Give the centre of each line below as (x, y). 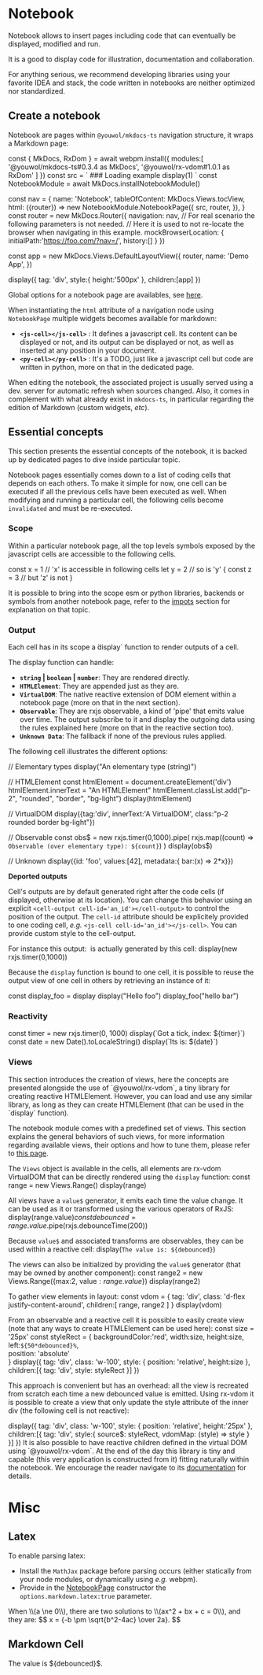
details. (20, 1476)
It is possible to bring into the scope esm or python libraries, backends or (126, 593)
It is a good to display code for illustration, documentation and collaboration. (131, 59)
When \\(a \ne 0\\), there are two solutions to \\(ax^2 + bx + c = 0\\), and (124, 1611)
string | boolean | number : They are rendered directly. (104, 678)
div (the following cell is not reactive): (69, 1411)
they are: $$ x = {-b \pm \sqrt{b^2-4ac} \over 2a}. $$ (95, 1619)
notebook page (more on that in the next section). (100, 703)
